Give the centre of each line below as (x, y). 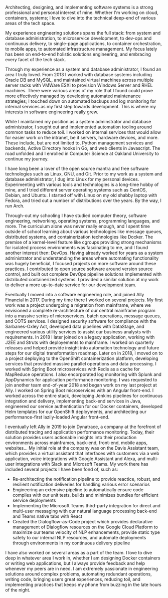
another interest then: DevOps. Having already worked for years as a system (84, 253)
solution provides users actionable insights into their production (71, 437)
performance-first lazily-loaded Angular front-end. (57, 417)
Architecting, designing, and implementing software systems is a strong (79, 7)
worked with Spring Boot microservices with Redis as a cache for (72, 369)
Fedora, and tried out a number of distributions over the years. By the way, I (83, 201)
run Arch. (15, 206)
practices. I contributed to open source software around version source (79, 269)
